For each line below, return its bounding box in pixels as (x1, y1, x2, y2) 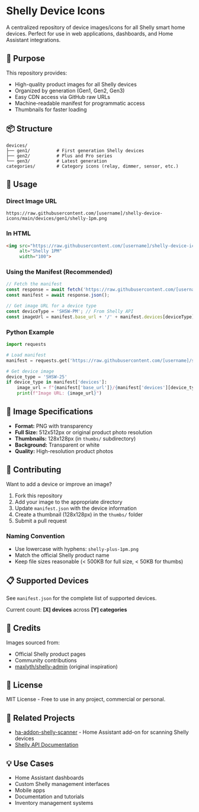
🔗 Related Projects (6, 712, 75, 723)
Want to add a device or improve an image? (6, 480, 113, 487)
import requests (6, 342, 46, 348)
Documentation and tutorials (14, 793, 85, 800)
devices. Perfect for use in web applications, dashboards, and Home (6, 30, 174, 37)
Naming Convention (6, 532, 65, 540)
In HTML (6, 229, 31, 237)
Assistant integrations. (6, 36, 61, 43)
